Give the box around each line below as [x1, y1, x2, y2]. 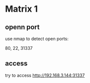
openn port [5, 23, 40, 31]
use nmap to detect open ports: [5, 36, 68, 41]
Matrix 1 [5, 3, 38, 15]
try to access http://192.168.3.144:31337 [5, 72, 85, 78]
